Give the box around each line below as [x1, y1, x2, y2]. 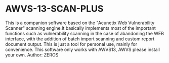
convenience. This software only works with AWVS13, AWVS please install [5, 46, 160, 52]
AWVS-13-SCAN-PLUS [5, 3, 104, 15]
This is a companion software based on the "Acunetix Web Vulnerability [5, 20, 155, 26]
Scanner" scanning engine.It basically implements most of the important [5, 25, 156, 31]
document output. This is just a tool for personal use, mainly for [5, 41, 138, 47]
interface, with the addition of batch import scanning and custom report [5, 36, 155, 42]
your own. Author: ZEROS [5, 51, 59, 58]
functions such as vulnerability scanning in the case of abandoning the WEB [5, 30, 164, 36]
